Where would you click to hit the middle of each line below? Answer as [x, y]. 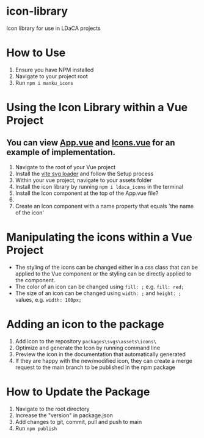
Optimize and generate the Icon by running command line [88, 348]
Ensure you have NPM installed [54, 70]
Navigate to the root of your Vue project [65, 167]
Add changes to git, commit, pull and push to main [78, 422]
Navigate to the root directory [52, 409]
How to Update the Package [78, 392]
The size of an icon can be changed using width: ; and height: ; [98, 293]
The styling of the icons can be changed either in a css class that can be [107, 267]
